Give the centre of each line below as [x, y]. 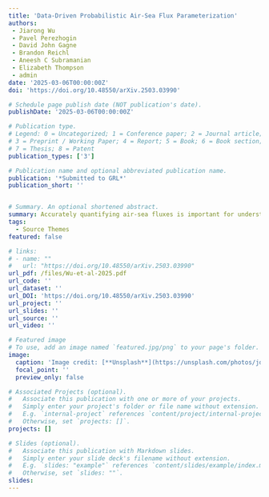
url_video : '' [32, 326]
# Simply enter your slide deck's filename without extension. [119, 458]
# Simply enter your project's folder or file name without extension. [134, 407]
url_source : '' [34, 318]
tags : [17, 222]
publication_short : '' [46, 186]
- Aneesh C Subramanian [51, 61]
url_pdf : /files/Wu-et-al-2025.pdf [68, 274]
